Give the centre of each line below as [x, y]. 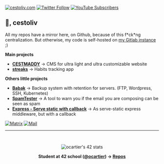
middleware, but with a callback [44, 114]
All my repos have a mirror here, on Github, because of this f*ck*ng [73, 35]
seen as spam [26, 103]
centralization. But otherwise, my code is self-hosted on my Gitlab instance [81, 40]
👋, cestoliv [21, 23]
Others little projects [26, 79]
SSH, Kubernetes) [30, 93]
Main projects [20, 54]
